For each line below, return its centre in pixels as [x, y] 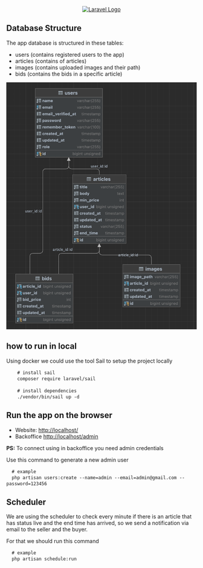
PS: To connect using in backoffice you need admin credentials [85, 448]
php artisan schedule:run [44, 559]
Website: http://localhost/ [47, 430]
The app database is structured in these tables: [65, 43]
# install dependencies [47, 391]
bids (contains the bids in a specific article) [69, 74]
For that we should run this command [53, 541]
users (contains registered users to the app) [70, 54]
